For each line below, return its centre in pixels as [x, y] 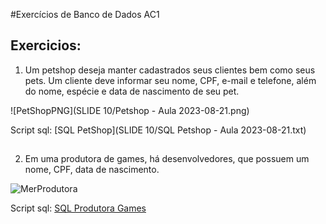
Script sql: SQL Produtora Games [78, 208]
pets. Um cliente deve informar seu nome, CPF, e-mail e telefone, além [170, 80]
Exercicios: [46, 45]
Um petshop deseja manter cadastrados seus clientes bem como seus [170, 70]
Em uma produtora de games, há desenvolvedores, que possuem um [167, 159]
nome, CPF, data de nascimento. [92, 170]
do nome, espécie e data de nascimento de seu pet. [132, 91]
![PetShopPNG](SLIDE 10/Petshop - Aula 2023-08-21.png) [130, 110]
